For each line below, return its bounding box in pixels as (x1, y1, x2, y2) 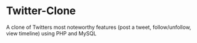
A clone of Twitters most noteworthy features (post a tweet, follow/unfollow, (6, 24, 191, 31)
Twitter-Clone (6, 4, 76, 18)
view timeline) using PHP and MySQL (6, 29, 96, 37)
